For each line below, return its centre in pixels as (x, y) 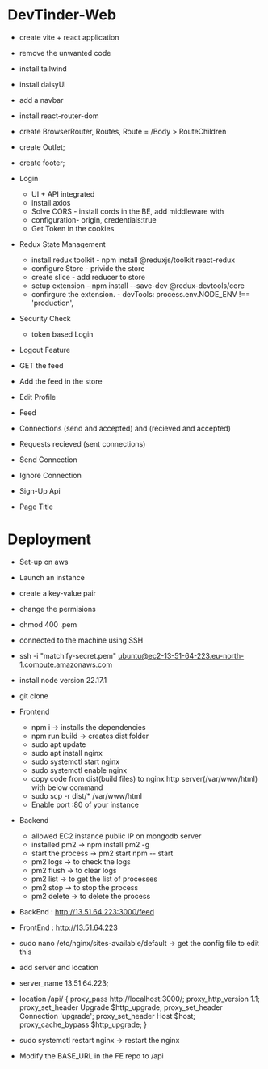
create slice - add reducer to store (88, 277)
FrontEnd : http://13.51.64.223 (68, 927)
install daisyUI (42, 84)
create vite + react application (69, 37)
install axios (51, 202)
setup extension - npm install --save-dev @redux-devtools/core (138, 286)
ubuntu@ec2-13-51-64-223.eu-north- (181, 655)
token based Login (62, 334)
